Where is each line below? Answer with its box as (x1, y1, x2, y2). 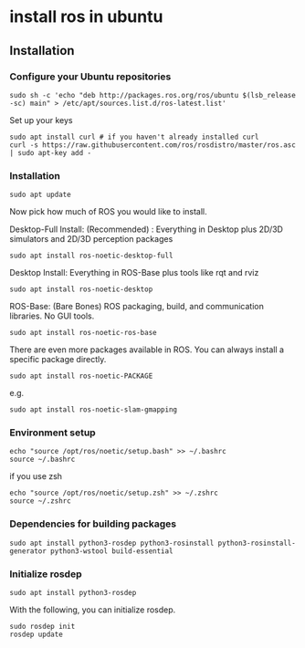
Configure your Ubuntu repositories (9, 70, 172, 83)
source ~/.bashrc (9, 455, 76, 465)
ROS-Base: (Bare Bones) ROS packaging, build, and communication (9, 301, 265, 312)
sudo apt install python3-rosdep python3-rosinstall (9, 538, 215, 548)
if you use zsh (9, 471, 62, 482)
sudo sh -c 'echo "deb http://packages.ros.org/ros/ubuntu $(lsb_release (9, 90, 297, 99)
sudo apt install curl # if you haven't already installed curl (9, 132, 259, 141)
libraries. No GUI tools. (9, 310, 95, 321)
